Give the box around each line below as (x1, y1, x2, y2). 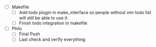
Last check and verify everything (19, 36, 86, 43)
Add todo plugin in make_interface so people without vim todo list (19, 10, 152, 16)
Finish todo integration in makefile (19, 20, 88, 26)
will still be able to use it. (19, 15, 69, 21)
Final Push (19, 31, 40, 37)
